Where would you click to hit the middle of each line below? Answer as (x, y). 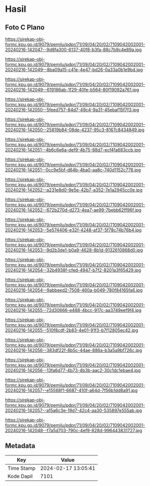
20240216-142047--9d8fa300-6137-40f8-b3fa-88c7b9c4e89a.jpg (73, 50)
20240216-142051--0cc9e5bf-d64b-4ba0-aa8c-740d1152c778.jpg (73, 170)
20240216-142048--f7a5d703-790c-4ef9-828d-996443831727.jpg (74, 430)
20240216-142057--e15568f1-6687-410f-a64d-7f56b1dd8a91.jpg (71, 390)
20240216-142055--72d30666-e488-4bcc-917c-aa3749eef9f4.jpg (73, 310)
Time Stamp (22, 468)
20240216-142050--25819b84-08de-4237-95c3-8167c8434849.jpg (75, 130)
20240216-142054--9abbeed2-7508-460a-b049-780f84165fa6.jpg (74, 290)
